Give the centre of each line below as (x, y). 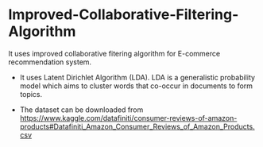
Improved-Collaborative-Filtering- (124, 15)
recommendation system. (50, 62)
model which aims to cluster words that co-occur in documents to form (136, 86)
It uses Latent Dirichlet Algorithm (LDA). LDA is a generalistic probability (137, 77)
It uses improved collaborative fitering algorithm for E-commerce (114, 53)
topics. (31, 94)
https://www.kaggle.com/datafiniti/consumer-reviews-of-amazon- (128, 118)
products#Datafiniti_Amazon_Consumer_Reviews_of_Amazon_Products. (137, 126)
